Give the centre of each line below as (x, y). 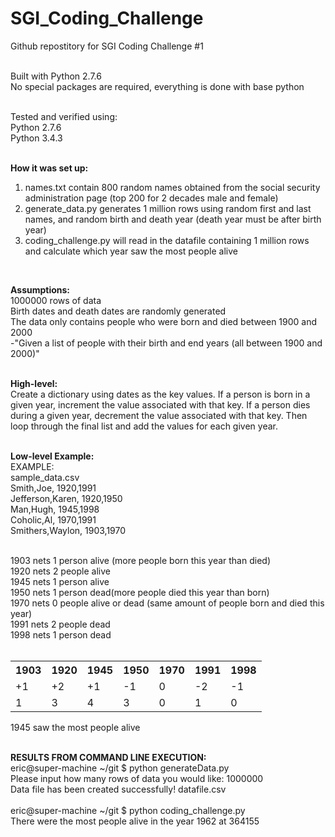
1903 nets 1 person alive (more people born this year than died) (140, 560)
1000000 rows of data (56, 300)
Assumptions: (40, 289)
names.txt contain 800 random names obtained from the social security (172, 187)
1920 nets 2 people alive (60, 571)
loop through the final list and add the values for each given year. (144, 426)
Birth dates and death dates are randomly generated (118, 311)
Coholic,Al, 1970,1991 (53, 519)
